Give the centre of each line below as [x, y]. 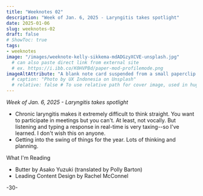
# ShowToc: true [27, 40]
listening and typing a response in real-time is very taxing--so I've [97, 127]
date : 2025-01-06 [28, 23]
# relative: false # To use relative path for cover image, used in [100, 85]
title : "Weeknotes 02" [35, 12]
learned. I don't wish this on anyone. [60, 133]
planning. [27, 146]
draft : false [23, 34]
